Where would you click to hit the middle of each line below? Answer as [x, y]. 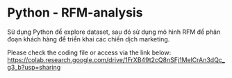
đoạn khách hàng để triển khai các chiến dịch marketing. [89, 39]
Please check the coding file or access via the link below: [89, 52]
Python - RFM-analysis [75, 13]
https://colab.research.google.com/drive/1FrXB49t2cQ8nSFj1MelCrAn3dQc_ [116, 59]
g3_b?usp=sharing [34, 67]
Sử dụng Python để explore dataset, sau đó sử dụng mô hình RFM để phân [114, 32]
